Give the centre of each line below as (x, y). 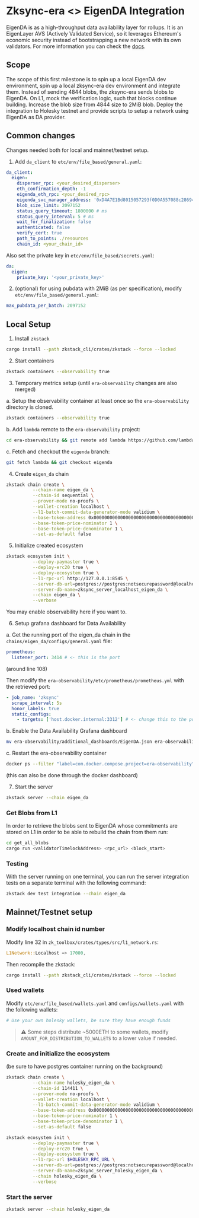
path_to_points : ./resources (53, 238)
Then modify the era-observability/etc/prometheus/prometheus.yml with (95, 680)
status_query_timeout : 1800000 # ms (62, 211)
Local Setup (29, 324)
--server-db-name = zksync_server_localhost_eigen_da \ (100, 589)
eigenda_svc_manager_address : (54, 200)
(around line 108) (27, 669)
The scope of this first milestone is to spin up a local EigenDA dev (86, 79)
